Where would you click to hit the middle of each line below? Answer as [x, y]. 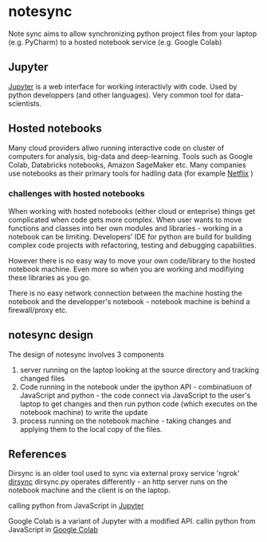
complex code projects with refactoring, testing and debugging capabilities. [132, 245]
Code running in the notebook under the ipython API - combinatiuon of [136, 386]
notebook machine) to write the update [84, 412]
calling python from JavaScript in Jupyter [76, 506]
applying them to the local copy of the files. [91, 429]
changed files [42, 378]
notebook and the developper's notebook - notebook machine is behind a [129, 301]
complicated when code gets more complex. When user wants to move [125, 220]
